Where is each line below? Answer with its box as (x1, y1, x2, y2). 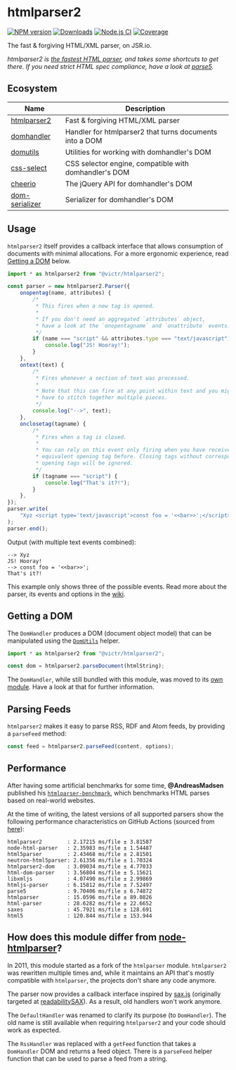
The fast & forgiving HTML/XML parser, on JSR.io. (7, 41, 152, 49)
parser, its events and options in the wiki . (7, 589, 126, 598)
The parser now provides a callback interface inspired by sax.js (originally (7, 990, 221, 998)
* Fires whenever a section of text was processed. (35, 374, 190, 382)
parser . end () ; (7, 525, 49, 532)
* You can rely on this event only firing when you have (35, 446, 206, 454)
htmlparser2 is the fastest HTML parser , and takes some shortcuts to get (7, 54, 219, 63)
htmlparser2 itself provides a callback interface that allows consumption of (7, 241, 223, 250)
